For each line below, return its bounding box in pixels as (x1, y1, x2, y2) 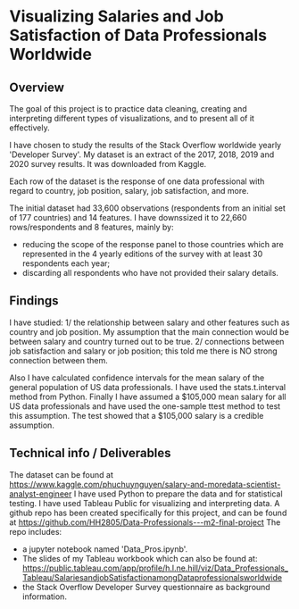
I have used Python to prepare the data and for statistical (73, 488, 283, 499)
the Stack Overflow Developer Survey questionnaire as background (21, 581, 270, 592)
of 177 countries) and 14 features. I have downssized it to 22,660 (9, 213, 247, 222)
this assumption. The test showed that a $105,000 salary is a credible (9, 410, 264, 421)
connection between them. (9, 355, 109, 365)
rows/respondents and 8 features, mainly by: (9, 221, 174, 232)
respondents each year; (21, 258, 111, 269)
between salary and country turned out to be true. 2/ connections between (9, 336, 285, 346)
